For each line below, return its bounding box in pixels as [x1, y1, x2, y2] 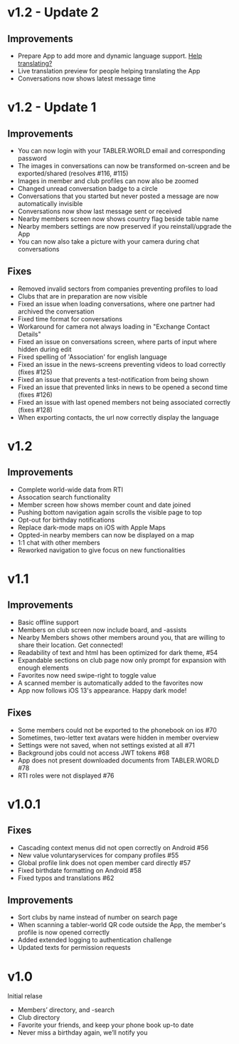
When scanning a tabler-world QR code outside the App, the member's [17, 921, 226, 929]
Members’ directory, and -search [17, 1006, 115, 1014]
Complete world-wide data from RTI [17, 485, 123, 494]
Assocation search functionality [17, 492, 111, 501]
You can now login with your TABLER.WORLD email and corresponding [17, 147, 225, 155]
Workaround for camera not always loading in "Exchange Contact [17, 322, 210, 331]
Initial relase [7, 992, 43, 1001]
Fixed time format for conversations [17, 314, 123, 323]
